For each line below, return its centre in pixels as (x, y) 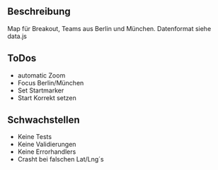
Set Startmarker (41, 90)
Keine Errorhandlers (47, 152)
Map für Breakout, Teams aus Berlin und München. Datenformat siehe (109, 28)
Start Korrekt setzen (47, 97)
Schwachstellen (44, 120)
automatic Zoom (41, 75)
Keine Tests (34, 137)
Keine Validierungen (47, 145)
